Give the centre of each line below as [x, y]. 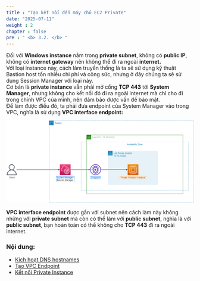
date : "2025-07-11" [30, 19]
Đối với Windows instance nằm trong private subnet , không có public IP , [97, 55]
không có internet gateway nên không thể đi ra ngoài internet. [84, 62]
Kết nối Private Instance [44, 272]
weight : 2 [20, 25]
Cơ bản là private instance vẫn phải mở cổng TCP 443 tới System [88, 87]
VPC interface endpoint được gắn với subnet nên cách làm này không [92, 213]
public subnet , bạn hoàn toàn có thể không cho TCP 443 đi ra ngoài [90, 225]
